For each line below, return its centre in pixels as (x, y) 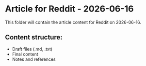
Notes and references (34, 59)
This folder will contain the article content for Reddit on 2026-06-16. (73, 22)
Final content (25, 54)
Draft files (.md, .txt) (32, 49)
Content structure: (34, 37)
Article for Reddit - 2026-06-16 (69, 9)
